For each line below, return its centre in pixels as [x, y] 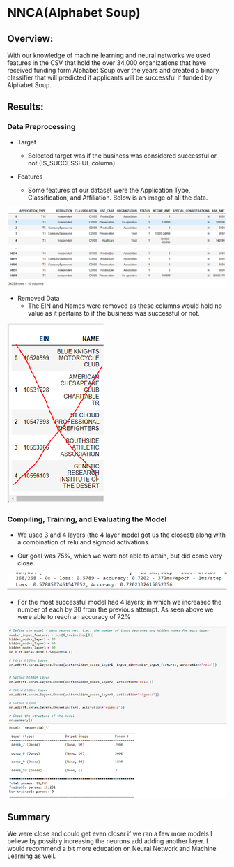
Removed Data [38, 299]
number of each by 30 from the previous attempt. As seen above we [115, 609]
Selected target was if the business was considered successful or [122, 156]
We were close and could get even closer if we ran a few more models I [110, 834]
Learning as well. [32, 856]
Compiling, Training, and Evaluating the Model [87, 519]
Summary [29, 817]
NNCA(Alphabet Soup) [74, 13]
